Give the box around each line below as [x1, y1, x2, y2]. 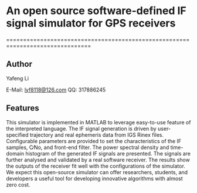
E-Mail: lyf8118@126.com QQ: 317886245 [6, 86, 106, 93]
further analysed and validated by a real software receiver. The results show [6, 156, 191, 163]
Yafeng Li [6, 75, 29, 82]
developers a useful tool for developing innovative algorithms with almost [6, 175, 183, 182]
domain [6, 150, 25, 157]
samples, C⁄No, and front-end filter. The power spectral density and [6, 144, 169, 151]
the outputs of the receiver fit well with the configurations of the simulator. [6, 162, 186, 170]
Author [6, 59, 32, 69]
